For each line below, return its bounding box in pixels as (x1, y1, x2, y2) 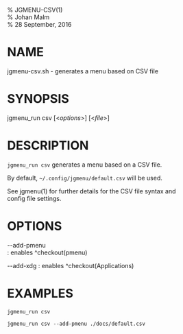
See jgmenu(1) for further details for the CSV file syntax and (7, 187, 176, 195)
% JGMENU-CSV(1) (7, 6, 63, 14)
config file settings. (7, 194, 62, 202)
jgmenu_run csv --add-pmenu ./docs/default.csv (7, 320, 146, 327)
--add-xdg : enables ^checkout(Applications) (7, 261, 134, 270)
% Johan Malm (7, 13, 50, 21)
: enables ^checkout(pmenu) (7, 248, 88, 257)
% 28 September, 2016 (7, 21, 72, 28)
